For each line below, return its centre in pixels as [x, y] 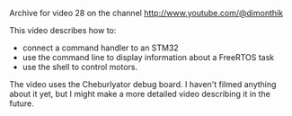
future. [22, 103]
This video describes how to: [63, 30]
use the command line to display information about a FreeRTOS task [148, 57]
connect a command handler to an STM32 [101, 48]
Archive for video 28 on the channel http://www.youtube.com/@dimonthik [146, 13]
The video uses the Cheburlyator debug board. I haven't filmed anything [143, 84]
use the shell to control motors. [80, 67]
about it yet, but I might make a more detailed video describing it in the [140, 94]
